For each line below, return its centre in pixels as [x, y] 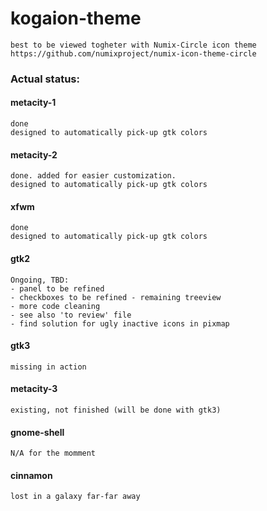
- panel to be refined [57, 288]
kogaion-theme [76, 18]
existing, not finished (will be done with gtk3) [116, 410]
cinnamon [31, 475]
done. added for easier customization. [93, 176]
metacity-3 [34, 389]
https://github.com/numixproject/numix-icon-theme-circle [133, 53]
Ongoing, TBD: [40, 280]
